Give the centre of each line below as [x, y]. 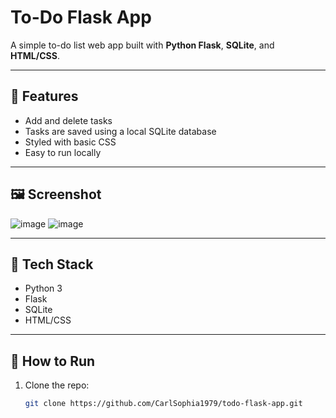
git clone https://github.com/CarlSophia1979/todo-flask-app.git [163, 404]
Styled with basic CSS [70, 142]
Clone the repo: [57, 385]
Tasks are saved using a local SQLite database [120, 131]
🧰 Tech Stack [52, 264]
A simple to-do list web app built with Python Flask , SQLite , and [142, 45]
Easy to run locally [63, 152]
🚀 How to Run [53, 361]
